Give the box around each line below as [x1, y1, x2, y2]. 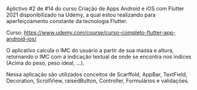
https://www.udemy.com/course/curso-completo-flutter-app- [23, 29, 176, 36]
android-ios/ [6, 36, 37, 42]
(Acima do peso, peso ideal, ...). [6, 59, 85, 66]
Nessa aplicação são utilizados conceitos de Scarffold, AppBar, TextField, [6, 71, 187, 78]
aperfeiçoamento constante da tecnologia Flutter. [6, 18, 128, 24]
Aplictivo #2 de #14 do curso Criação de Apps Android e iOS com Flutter [6, 5, 184, 12]
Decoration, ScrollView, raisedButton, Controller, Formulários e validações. [6, 77, 189, 84]
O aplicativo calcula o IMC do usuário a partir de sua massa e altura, [6, 47, 174, 54]
